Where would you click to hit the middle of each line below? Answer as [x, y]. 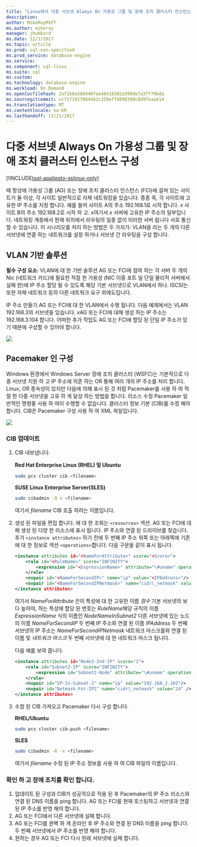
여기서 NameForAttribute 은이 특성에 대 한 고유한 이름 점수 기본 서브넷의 [98, 601]
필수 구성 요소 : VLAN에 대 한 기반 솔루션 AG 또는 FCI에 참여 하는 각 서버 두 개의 [97, 270]
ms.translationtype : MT [35, 105]
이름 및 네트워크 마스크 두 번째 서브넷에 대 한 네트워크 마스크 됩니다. [92, 638]
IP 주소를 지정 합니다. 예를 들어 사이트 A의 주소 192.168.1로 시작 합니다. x [100, 205]
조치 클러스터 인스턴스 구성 [79, 161]
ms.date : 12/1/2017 [30, 39]
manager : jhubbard [29, 34]
